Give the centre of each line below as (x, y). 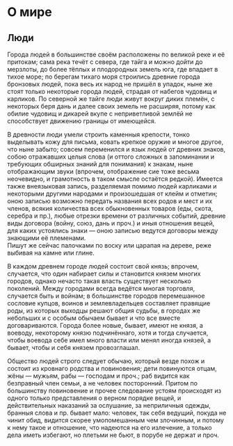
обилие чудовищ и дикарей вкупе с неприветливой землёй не (100, 113)
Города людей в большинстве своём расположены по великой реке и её (116, 54)
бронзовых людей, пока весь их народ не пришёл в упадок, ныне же (110, 84)
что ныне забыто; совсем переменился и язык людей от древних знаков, (116, 149)
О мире (30, 12)
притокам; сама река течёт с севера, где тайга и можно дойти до (105, 62)
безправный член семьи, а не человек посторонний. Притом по (103, 383)
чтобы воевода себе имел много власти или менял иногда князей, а (109, 340)
